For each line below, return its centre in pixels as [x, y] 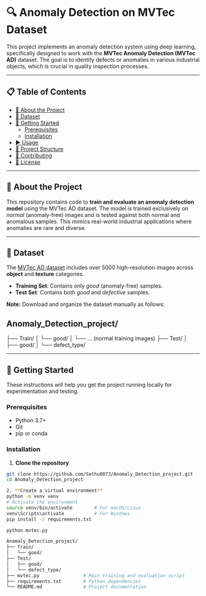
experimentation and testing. [43, 391]
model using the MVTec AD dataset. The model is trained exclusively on [97, 208]
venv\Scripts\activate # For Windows [68, 513]
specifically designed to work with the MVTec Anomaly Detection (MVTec [101, 53]
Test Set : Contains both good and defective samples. [82, 292]
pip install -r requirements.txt [49, 519]
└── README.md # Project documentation [77, 587]
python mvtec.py [27, 530]
